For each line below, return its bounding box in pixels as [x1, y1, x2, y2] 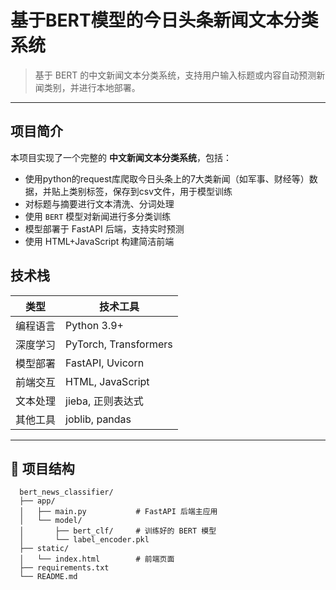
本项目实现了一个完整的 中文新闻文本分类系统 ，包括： [10, 151, 232, 163]
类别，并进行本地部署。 [43, 81, 141, 93]
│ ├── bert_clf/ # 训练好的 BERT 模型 [19, 526, 217, 536]
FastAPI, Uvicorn [65, 356, 145, 370]
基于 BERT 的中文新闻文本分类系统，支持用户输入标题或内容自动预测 [34, 69, 317, 81]
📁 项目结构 [10, 460, 75, 477]
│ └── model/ [19, 516, 83, 526]
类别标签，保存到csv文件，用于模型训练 [68, 185, 233, 197]
